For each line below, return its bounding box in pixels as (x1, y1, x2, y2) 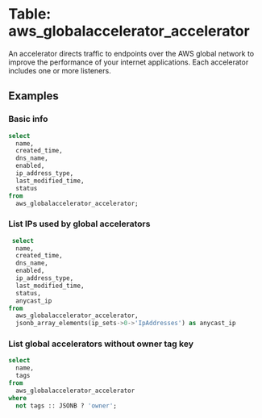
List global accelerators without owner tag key (8, 338, 193, 349)
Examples (8, 90, 59, 103)
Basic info (8, 114, 48, 125)
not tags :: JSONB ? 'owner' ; (15, 401, 117, 410)
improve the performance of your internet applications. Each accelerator (8, 57, 249, 67)
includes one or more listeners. (8, 65, 111, 75)
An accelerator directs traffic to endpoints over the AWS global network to (8, 48, 255, 58)
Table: (8, 5, 52, 23)
